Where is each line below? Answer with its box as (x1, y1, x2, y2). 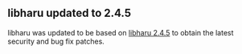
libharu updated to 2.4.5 (7, 6, 132, 20)
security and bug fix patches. (7, 36, 105, 46)
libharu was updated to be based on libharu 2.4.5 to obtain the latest (7, 27, 234, 37)
